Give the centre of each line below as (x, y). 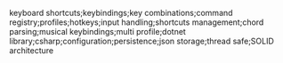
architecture (32, 51)
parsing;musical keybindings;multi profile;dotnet (98, 31)
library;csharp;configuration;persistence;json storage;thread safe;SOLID (141, 41)
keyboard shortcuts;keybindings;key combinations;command (121, 13)
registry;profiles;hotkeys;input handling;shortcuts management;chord (137, 22)
